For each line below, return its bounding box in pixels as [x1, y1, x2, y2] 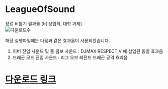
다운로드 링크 [5, 74, 56, 85]
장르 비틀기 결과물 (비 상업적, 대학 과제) [5, 20, 82, 26]
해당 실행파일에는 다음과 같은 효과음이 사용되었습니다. [5, 37, 110, 43]
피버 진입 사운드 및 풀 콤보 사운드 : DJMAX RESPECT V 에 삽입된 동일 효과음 [12, 48, 163, 54]
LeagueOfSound [5, 3, 75, 15]
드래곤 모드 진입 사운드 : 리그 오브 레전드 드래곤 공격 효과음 [12, 54, 128, 60]
